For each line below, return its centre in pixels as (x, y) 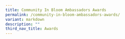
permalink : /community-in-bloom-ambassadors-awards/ (63, 15)
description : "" (23, 24)
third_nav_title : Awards (32, 29)
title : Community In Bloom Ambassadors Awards (56, 10)
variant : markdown (25, 19)
